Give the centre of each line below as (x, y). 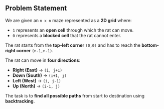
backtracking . (20, 101)
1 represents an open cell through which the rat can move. (73, 30)
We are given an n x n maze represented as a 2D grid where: (68, 20)
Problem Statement (36, 8)
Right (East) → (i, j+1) (37, 70)
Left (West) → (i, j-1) (37, 80)
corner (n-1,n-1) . (35, 50)
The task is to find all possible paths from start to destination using (75, 95)
